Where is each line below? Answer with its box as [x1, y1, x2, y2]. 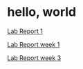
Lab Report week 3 [7, 53, 62, 62]
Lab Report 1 [7, 27, 43, 35]
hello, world [7, 4, 77, 20]
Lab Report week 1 [7, 40, 60, 48]
